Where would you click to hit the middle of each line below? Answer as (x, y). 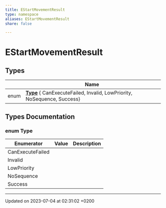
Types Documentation (40, 117)
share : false (19, 24)
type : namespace (22, 14)
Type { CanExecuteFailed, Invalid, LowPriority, (79, 93)
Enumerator (28, 143)
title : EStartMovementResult (35, 10)
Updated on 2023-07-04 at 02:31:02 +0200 (50, 201)
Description (87, 143)
